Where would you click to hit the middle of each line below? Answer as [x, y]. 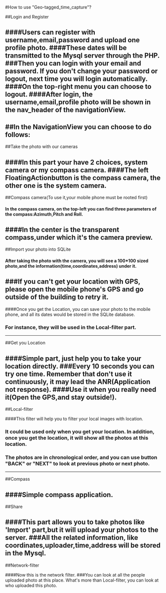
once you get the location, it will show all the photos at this [77, 438]
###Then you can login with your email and [73, 63]
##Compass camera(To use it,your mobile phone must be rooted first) [76, 198]
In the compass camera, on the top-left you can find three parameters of [81, 209]
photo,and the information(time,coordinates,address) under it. [71, 266]
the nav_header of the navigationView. [65, 110]
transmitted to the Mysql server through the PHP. [82, 56]
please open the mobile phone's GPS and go [74, 289]
